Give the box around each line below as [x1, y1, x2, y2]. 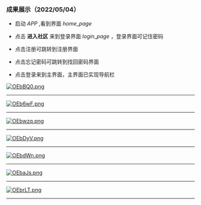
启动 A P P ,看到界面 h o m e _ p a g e [14, 20, 92, 28]
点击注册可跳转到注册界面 [14, 46, 78, 53]
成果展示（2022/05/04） [6, 5, 80, 13]
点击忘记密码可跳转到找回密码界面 [14, 58, 99, 65]
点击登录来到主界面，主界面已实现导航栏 [14, 71, 115, 79]
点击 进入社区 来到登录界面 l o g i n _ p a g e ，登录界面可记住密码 [14, 33, 163, 40]
